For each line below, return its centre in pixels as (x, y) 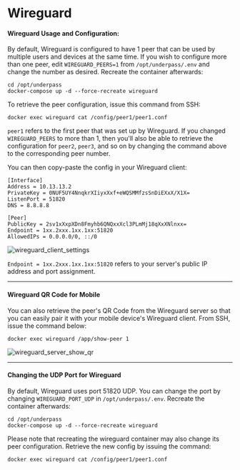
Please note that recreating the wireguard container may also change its (114, 439)
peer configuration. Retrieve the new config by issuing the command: (109, 446)
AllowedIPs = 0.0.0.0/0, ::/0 (52, 237)
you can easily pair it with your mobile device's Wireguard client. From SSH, (119, 318)
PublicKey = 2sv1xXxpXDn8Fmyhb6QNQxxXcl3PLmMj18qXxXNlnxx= (97, 224)
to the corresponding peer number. (59, 154)
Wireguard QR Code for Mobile (54, 294)
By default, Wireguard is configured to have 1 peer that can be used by (111, 49)
